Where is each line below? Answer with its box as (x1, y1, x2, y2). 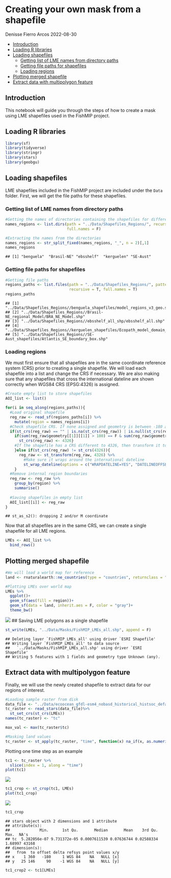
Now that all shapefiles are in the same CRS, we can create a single (5, 522, 147, 529)
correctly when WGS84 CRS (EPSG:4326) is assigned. (5, 382, 120, 388)
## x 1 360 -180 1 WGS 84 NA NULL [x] (5, 854, 120, 859)
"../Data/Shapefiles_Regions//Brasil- (21, 310, 103, 315)
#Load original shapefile (10, 410, 65, 415)
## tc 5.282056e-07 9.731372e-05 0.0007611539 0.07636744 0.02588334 (5, 836, 158, 841)
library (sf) (5, 141, 31, 146)
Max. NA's (5, 832, 28, 837)
